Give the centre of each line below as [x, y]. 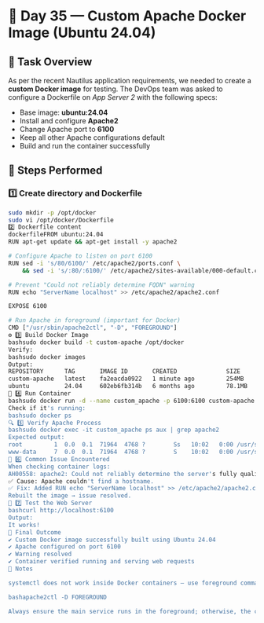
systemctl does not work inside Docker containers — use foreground [123, 583]
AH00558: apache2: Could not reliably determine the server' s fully [123, 474]
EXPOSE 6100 [27, 306]
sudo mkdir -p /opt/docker [52, 213]
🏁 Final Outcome [35, 532]
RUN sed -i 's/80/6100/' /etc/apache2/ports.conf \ [94, 263]
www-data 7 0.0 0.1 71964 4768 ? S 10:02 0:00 [121, 452]
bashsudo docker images [47, 357]
